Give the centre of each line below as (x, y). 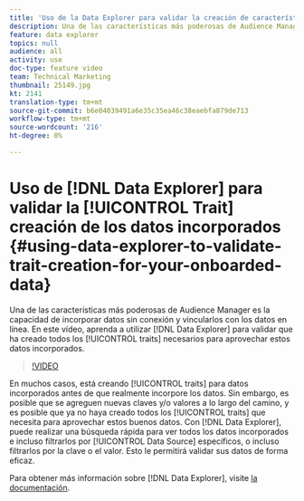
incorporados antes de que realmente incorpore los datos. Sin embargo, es (149, 393)
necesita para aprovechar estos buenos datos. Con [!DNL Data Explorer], (146, 421)
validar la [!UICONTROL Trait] (122, 208)
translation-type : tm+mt (56, 102)
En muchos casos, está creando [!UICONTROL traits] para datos (129, 383)
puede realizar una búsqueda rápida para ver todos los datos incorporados (149, 431)
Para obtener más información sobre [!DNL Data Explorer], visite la (133, 477)
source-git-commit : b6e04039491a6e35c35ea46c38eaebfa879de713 (129, 111)
